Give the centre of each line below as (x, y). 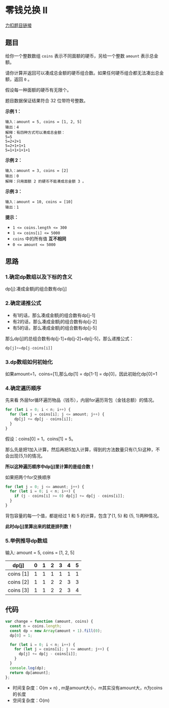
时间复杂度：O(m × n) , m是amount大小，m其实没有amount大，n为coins (87, 688)
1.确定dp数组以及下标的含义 (39, 277)
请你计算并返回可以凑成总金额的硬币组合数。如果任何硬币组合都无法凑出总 (82, 73)
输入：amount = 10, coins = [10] (39, 202)
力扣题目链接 (18, 25)
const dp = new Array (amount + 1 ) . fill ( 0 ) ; (56, 631)
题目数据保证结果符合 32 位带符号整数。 (47, 100)
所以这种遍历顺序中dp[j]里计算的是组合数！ (50, 466)
